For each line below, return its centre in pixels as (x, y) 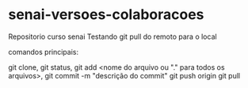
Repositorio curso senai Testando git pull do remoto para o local (113, 36)
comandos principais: (44, 52)
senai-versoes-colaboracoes (106, 15)
